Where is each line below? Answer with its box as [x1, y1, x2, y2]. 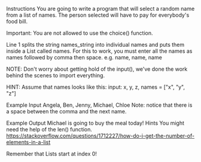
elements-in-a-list [6, 139, 51, 146]
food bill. [6, 18, 28, 25]
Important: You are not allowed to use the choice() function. [6, 29, 153, 37]
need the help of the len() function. [6, 126, 93, 133]
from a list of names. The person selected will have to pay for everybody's [6, 11, 190, 19]
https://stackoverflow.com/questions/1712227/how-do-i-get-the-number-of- [6, 132, 195, 139]
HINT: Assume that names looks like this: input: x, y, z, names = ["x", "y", [6, 83, 185, 91]
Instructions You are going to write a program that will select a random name [6, 5, 195, 12]
